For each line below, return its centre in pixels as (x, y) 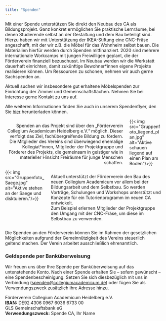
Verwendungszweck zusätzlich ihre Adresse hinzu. (57, 288)
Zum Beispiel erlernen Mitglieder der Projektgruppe (103, 208)
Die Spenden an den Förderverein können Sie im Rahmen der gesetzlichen (81, 232)
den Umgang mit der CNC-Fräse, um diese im (97, 213)
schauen (138, 147)
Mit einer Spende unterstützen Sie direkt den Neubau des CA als (71, 24)
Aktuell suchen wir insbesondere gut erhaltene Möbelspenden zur (72, 86)
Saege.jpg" (17, 183)
